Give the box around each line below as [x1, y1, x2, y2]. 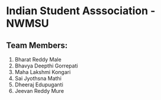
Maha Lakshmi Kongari [14, 69, 71, 75]
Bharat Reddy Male [14, 56, 62, 63]
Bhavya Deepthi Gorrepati [14, 62, 78, 69]
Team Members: [6, 40, 68, 50]
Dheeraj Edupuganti [14, 81, 63, 88]
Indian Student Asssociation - [6, 4, 156, 18]
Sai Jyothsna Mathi [14, 75, 62, 82]
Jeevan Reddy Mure [14, 88, 64, 94]
